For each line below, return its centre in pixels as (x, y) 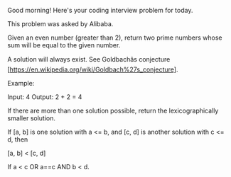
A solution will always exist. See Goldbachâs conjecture (89, 59)
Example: (21, 83)
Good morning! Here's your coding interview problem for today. (100, 10)
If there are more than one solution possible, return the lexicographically (113, 110)
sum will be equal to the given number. (64, 45)
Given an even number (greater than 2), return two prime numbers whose (115, 38)
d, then (18, 139)
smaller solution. (31, 118)
